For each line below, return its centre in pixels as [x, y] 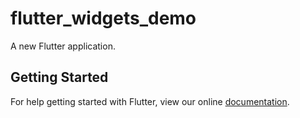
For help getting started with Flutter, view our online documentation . [150, 101]
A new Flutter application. [63, 46]
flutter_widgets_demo [103, 18]
